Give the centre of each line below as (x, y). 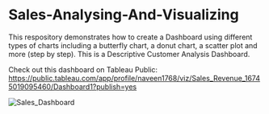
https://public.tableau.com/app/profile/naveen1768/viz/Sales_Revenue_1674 (134, 78)
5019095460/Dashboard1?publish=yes (73, 87)
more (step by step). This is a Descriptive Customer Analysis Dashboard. (129, 54)
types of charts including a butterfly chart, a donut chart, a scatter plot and (133, 45)
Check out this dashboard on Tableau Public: (83, 69)
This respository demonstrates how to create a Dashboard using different (130, 37)
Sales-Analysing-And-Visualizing (124, 15)
